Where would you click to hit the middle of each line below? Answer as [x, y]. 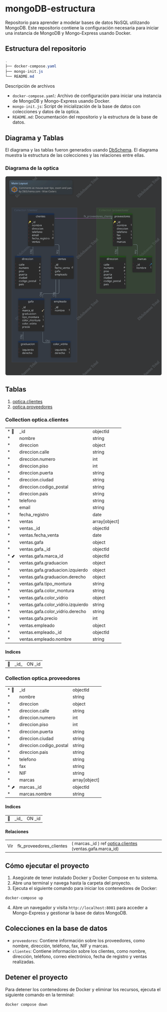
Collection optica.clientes [37, 420]
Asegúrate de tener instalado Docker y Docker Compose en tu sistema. [85, 878]
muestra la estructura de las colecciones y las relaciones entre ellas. [75, 155]
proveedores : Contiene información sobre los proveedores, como [79, 940]
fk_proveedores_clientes [42, 846]
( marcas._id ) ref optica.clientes [104, 843]
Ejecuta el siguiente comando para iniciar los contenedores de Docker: [85, 888]
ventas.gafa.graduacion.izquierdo [53, 570]
